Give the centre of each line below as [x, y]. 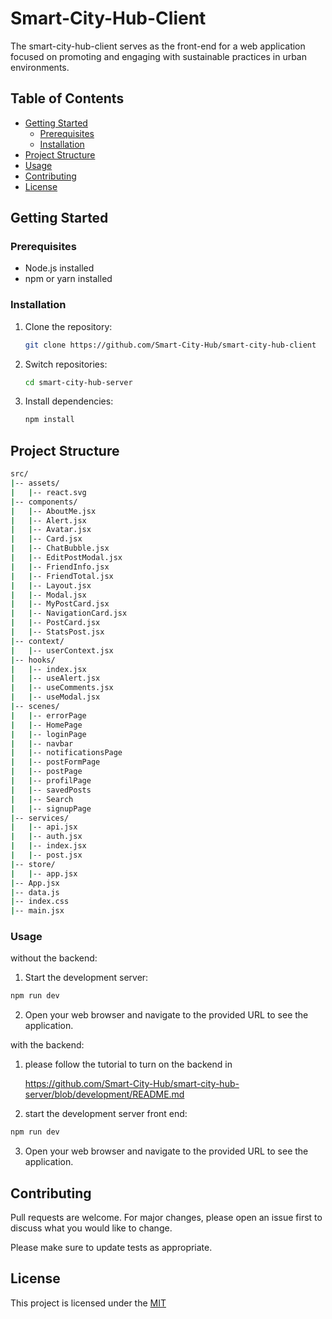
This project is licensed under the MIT [88, 1303]
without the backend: [54, 958]
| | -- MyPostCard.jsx [60, 604]
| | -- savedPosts [51, 790]
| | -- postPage [46, 772]
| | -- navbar [42, 743]
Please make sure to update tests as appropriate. [111, 1248]
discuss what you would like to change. [91, 1228]
